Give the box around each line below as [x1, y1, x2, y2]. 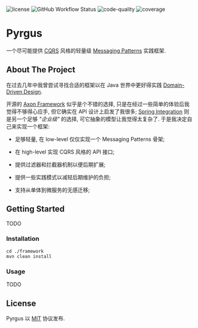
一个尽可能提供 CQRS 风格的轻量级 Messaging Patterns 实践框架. [6, 47, 166, 54]
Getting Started [6, 204, 65, 214]
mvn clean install [6, 253, 52, 259]
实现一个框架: [16, 122, 50, 130]
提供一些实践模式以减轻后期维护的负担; [14, 173, 112, 180]
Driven [6, 88, 23, 95]
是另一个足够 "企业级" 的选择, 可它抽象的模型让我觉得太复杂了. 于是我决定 [6, 115, 187, 122]
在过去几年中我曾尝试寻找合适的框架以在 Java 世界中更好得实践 [6, 81, 162, 88]
